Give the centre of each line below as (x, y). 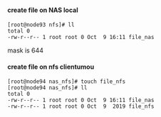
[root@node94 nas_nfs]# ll (47, 88)
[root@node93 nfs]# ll (41, 25)
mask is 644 (26, 50)
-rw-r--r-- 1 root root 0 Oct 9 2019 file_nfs (81, 106)
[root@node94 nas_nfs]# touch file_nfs (67, 82)
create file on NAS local (43, 10)
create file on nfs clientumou (51, 67)
